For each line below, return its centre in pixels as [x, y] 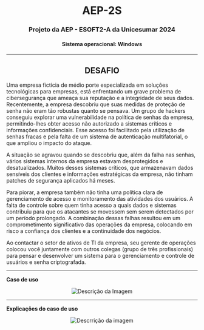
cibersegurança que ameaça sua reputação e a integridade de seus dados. [100, 98]
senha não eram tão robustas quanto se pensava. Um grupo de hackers [96, 111]
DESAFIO [102, 70]
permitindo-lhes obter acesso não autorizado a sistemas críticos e [89, 124]
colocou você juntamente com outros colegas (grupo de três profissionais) [100, 249]
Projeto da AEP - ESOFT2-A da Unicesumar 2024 [102, 30]
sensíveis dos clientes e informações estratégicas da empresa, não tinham [100, 174]
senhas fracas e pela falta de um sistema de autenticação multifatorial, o [97, 136]
